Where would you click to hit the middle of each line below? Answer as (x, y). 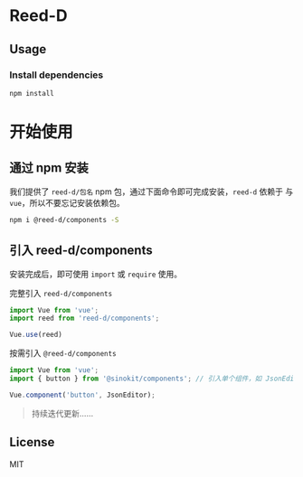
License (32, 442)
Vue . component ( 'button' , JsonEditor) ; (82, 395)
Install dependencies (57, 75)
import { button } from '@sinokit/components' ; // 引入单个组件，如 (136, 379)
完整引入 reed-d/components (61, 293)
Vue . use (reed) (36, 335)
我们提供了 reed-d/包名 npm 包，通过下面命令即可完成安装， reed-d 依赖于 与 (151, 192)
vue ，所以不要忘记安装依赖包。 (67, 202)
